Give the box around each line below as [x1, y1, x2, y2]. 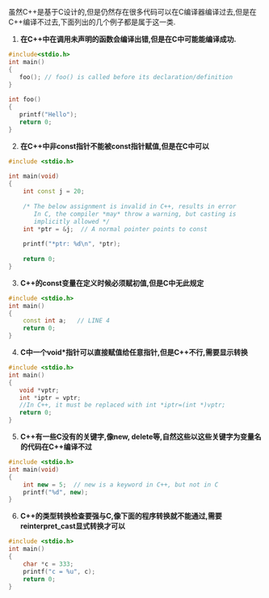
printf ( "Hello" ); [19, 111, 78, 119]
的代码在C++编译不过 [19, 442, 93, 451]
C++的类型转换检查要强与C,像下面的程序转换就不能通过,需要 [19, 512, 222, 521]
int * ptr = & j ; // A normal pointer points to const [23, 225, 208, 233]
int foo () [8, 95, 42, 103]
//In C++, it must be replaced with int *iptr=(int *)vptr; [19, 401, 226, 410]
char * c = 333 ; [23, 560, 74, 568]
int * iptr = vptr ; [19, 394, 82, 402]
